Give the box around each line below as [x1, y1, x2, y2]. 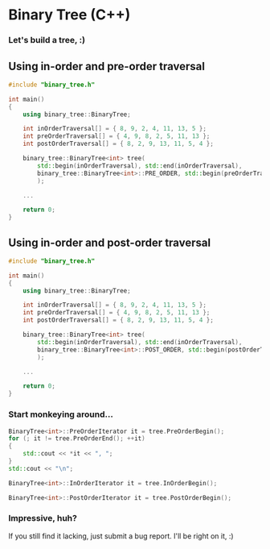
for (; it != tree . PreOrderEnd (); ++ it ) [8, 435, 146, 443]
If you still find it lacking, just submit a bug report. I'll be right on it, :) [8, 530, 235, 541]
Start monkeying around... [8, 409, 114, 420]
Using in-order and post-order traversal [8, 235, 211, 249]
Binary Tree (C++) [8, 6, 131, 24]
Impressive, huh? [8, 513, 78, 524]
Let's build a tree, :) [8, 35, 86, 46]
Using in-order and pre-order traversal [8, 59, 205, 73]
